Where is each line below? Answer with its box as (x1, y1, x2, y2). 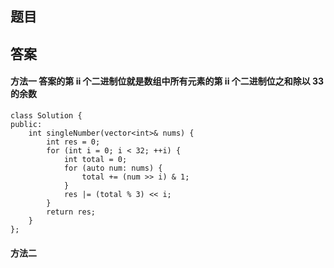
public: (10, 119, 43, 129)
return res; (46, 207, 97, 217)
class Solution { (10, 110, 83, 121)
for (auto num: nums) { (63, 163, 163, 173)
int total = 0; (63, 154, 128, 164)
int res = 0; (46, 137, 101, 147)
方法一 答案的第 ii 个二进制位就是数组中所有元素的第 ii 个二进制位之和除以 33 (10, 75, 325, 87)
